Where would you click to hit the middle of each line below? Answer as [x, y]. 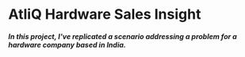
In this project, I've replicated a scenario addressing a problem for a [123, 36]
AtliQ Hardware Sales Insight [105, 14]
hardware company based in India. [67, 45]
